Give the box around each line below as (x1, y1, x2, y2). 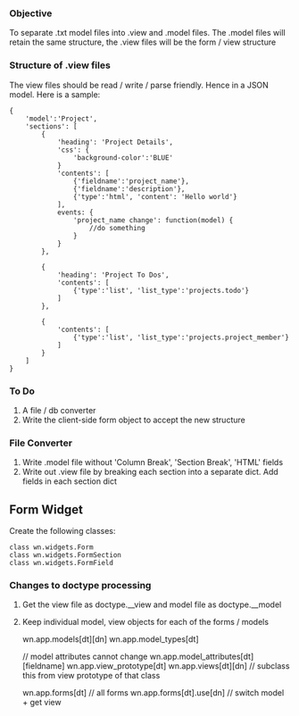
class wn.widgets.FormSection (9, 551, 122, 560)
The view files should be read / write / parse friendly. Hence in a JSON (9, 79, 270, 90)
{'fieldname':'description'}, (72, 184, 186, 194)
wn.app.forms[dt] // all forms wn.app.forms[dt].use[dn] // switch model (21, 687, 285, 698)
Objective (9, 7, 53, 20)
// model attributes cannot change (21, 651, 148, 662)
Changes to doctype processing (9, 579, 152, 591)
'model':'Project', (25, 114, 98, 123)
